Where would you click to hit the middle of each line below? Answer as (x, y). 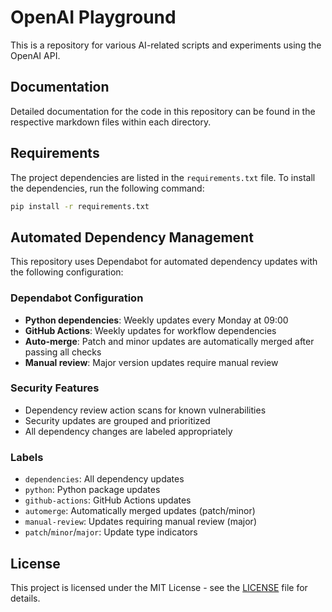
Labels (27, 457)
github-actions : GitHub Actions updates (108, 500)
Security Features (55, 388)
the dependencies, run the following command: (107, 188)
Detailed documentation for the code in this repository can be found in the (163, 111)
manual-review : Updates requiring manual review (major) (140, 522)
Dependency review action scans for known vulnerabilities (145, 410)
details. (25, 598)
